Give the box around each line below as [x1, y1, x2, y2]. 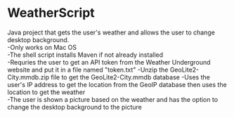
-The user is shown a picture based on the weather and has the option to [7, 95, 219, 103]
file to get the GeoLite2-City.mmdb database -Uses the [51, 72, 211, 81]
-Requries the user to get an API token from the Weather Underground [7, 58, 211, 66]
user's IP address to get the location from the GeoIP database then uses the [7, 80, 227, 88]
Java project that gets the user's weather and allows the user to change [7, 28, 216, 37]
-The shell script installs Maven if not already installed [7, 51, 164, 59]
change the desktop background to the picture [7, 103, 142, 111]
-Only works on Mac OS [7, 43, 77, 51]
